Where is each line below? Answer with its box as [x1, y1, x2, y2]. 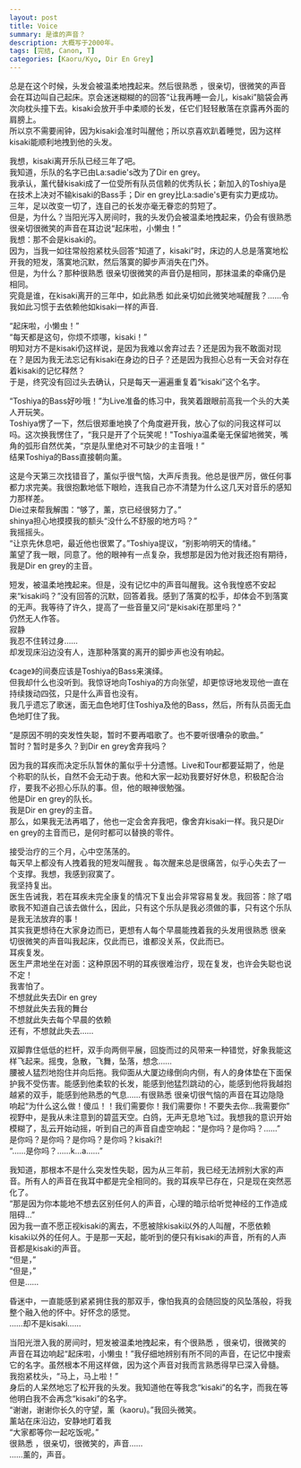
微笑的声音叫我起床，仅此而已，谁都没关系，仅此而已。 [24, 936, 229, 946]
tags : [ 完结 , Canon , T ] [9, 47, 96, 56]
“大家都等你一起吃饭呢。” [9, 1427, 99, 1438]
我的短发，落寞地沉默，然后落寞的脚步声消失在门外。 [16, 256, 213, 267]
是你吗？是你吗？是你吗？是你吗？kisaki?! [9, 1134, 163, 1144]
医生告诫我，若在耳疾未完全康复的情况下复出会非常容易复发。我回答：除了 [9, 891, 284, 901]
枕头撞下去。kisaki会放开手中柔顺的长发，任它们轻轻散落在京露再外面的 [24, 103, 289, 113]
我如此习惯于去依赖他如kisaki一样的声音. [9, 301, 159, 312]
